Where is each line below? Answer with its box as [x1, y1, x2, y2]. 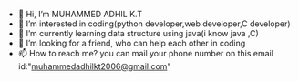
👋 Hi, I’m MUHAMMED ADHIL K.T [17, 9, 143, 19]
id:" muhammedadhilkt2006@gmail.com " [17, 61, 171, 72]
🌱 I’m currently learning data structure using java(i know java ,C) [17, 28, 260, 38]
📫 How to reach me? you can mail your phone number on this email [17, 48, 273, 58]
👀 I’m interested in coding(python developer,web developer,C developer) [17, 18, 291, 29]
